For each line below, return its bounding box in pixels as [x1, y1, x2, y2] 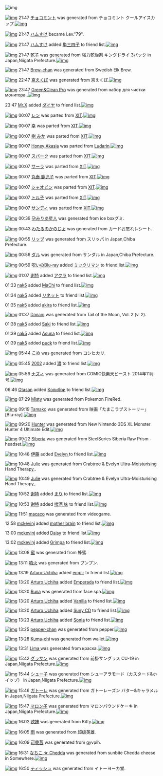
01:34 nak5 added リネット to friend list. [5, 292, 86, 298]
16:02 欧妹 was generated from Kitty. [18, 719, 92, 724]
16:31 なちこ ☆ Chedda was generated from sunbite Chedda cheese [18, 750, 156, 755]
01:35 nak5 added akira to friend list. [5, 302, 78, 308]
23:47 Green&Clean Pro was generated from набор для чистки [18, 87, 146, 92]
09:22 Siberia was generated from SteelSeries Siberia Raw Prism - [18, 436, 152, 442]
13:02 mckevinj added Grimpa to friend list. [5, 539, 91, 545]
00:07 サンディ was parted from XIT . [18, 205, 91, 211]
